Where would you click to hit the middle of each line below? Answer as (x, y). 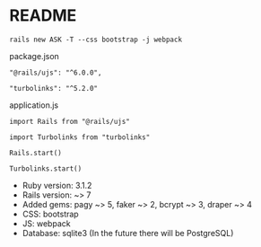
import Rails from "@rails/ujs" (70, 121)
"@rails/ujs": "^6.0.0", (56, 73)
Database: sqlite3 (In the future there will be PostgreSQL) (128, 233)
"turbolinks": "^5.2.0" (54, 88)
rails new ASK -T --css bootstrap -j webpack (96, 40)
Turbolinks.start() (46, 168)
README (43, 16)
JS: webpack (46, 223)
